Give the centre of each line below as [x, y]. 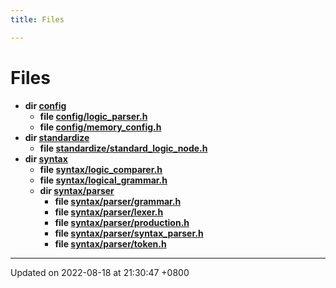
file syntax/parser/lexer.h [109, 212]
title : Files [37, 19]
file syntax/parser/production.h [122, 222]
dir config [45, 105]
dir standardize [57, 137]
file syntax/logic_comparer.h [101, 169]
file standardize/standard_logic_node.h [123, 148]
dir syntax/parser [77, 190]
